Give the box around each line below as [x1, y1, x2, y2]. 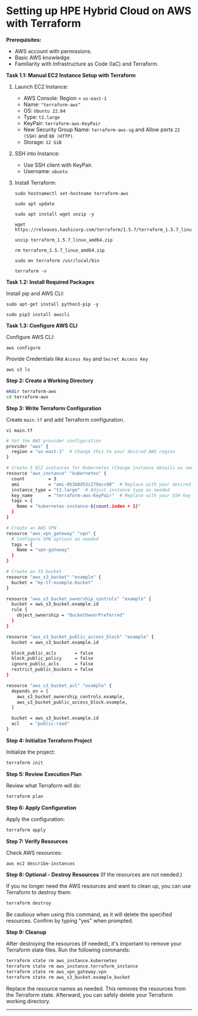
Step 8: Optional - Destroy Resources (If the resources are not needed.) [6, 871, 183, 878]
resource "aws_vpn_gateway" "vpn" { [6, 530, 96, 536]
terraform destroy [6, 900, 51, 906]
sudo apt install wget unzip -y [14, 211, 94, 217]
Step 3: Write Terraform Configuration [6, 405, 102, 412]
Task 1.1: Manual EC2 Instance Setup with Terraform [6, 71, 136, 79]
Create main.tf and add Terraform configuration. [6, 416, 125, 423]
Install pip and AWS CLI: [6, 289, 65, 297]
